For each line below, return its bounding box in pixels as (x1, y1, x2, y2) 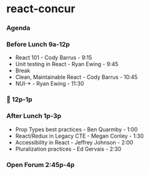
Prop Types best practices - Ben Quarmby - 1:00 (15, 125, 138, 133)
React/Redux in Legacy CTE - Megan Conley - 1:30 (15, 132, 144, 140)
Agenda (6, 24, 31, 32)
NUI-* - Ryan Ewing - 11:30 (15, 80, 84, 87)
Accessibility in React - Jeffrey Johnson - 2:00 (15, 138, 133, 146)
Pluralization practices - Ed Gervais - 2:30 (15, 145, 121, 152)
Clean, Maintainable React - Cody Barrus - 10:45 (15, 73, 138, 81)
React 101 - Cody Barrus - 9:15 (15, 54, 92, 61)
